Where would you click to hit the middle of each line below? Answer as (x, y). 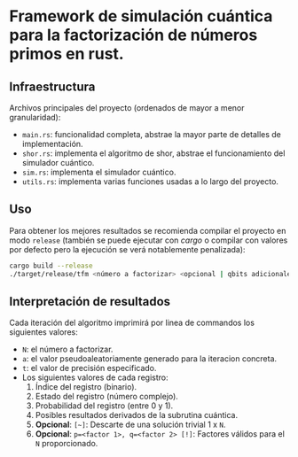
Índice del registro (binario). (86, 387)
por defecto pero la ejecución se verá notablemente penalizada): (127, 249)
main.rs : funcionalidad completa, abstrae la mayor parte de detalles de (151, 134)
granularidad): (35, 117)
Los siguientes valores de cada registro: (95, 377)
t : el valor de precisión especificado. (89, 368)
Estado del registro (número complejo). (107, 397)
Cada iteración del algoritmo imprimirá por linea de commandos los (132, 323)
